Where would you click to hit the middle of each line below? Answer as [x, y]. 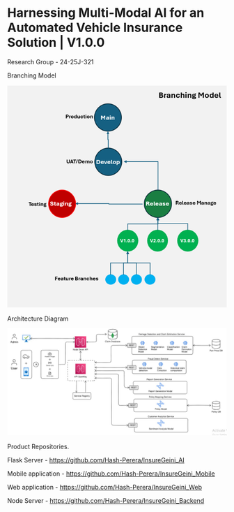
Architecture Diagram [38, 319]
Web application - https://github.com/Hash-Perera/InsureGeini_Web [104, 488]
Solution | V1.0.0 [56, 43]
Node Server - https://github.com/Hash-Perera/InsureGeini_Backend [106, 501]
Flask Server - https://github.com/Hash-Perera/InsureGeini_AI [96, 460]
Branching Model [32, 75]
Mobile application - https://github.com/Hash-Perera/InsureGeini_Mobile [111, 474]
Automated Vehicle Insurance [95, 28]
